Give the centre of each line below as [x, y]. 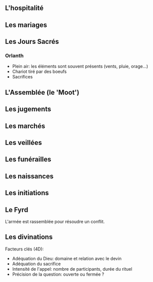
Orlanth [14, 56]
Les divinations [29, 237]
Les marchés [25, 126]
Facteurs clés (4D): [25, 249]
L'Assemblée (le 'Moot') [42, 92]
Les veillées [24, 143]
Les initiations [27, 193]
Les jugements [28, 109]
